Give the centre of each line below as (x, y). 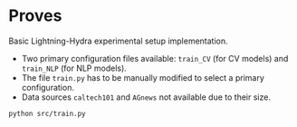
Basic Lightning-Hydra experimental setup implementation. (118, 41)
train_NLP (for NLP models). (74, 68)
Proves (35, 16)
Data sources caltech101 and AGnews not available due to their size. (146, 97)
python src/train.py (48, 113)
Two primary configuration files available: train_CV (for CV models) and (155, 58)
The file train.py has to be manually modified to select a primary (143, 77)
